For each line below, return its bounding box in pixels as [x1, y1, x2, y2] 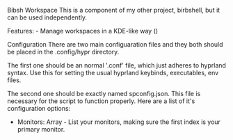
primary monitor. [17, 125, 65, 133]
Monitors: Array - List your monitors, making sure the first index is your [17, 118, 221, 126]
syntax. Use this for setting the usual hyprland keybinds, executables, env [7, 69, 219, 77]
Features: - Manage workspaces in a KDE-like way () [7, 27, 159, 35]
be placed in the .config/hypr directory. [7, 48, 120, 56]
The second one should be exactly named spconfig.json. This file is [7, 90, 201, 98]
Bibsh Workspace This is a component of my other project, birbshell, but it [7, 6, 220, 14]
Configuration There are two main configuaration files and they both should [7, 40, 224, 48]
